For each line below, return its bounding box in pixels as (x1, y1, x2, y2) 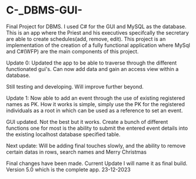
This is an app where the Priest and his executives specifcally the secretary (6, 29, 190, 36)
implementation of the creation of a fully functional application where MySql (6, 42, 190, 49)
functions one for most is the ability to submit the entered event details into (6, 124, 188, 131)
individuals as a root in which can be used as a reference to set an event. (6, 107, 183, 114)
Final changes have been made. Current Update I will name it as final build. (6, 160, 188, 167)
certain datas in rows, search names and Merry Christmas (6, 148, 147, 156)
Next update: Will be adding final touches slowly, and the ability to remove (6, 142, 186, 149)
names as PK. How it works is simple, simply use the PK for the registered (6, 100, 185, 107)
